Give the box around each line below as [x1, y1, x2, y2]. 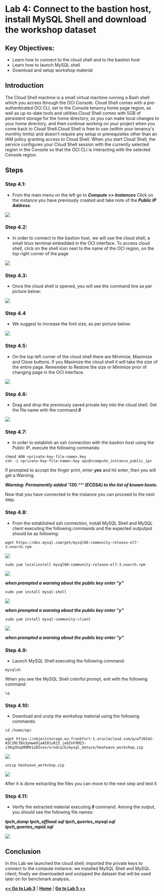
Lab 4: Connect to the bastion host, [5, 3, 151, 15]
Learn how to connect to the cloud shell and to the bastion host [12, 57, 141, 62]
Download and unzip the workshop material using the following [12, 713, 140, 719]
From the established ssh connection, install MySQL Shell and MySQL [12, 520, 153, 526]
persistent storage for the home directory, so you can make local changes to [5, 115, 159, 121]
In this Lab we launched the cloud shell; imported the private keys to [5, 860, 143, 867]
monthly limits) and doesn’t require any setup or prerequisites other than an [5, 131, 158, 137]
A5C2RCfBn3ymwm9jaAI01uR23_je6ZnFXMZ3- [5, 741, 87, 746]
